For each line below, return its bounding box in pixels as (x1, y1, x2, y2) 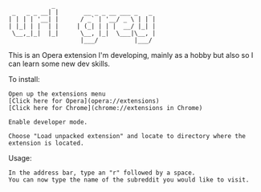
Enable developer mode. (8, 118, 88, 126)
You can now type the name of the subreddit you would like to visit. (8, 176, 250, 184)
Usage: (8, 153, 32, 162)
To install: (8, 75, 40, 84)
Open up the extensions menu (8, 90, 106, 98)
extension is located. (8, 139, 84, 147)
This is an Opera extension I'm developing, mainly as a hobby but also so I (8, 51, 254, 59)
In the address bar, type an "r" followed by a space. (8, 169, 196, 177)
